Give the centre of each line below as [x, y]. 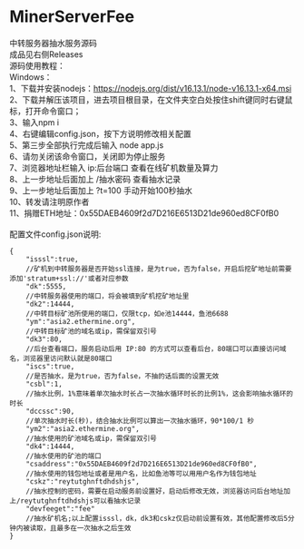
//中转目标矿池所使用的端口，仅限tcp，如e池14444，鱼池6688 [127, 314]
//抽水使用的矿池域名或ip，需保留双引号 [91, 438]
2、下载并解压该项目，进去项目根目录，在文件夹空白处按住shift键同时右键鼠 [151, 99]
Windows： [31, 77]
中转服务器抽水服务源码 [53, 43]
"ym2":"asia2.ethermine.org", [83, 428]
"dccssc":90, [50, 411]
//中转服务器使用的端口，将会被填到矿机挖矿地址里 [108, 296]
